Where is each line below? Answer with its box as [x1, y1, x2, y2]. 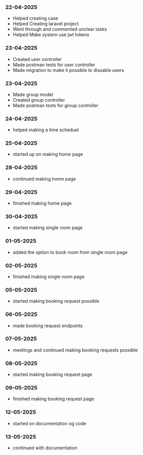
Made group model [12, 91, 53, 97]
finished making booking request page [12, 396, 95, 402]
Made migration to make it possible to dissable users [12, 67, 125, 73]
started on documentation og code [12, 420, 86, 426]
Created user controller [12, 56, 63, 62]
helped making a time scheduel [12, 127, 79, 133]
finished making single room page [12, 273, 85, 280]
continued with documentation [12, 445, 78, 451]
